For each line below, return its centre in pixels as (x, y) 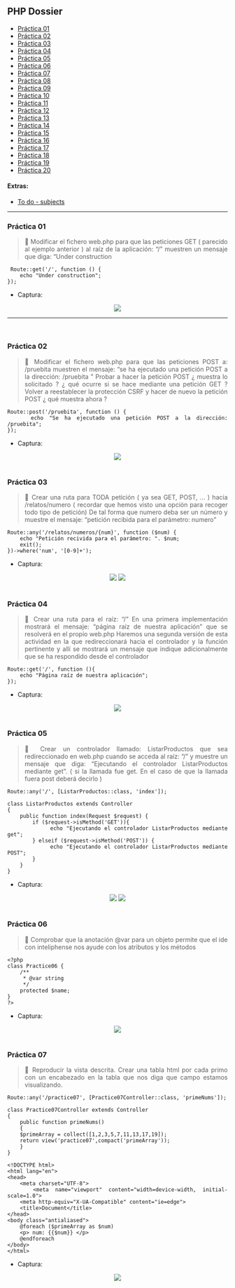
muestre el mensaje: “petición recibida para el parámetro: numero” (120, 519)
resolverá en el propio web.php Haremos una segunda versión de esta (126, 634)
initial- (215, 1190)
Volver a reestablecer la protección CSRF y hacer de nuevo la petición (126, 391)
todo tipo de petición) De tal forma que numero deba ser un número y (126, 512)
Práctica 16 (34, 140)
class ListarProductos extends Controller (70, 804)
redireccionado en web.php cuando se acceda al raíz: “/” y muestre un (126, 756)
